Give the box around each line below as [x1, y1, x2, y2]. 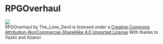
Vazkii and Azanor [5, 34, 41, 40]
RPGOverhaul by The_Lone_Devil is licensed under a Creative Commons [5, 24, 150, 30]
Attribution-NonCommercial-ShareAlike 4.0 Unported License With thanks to [5, 29, 159, 35]
